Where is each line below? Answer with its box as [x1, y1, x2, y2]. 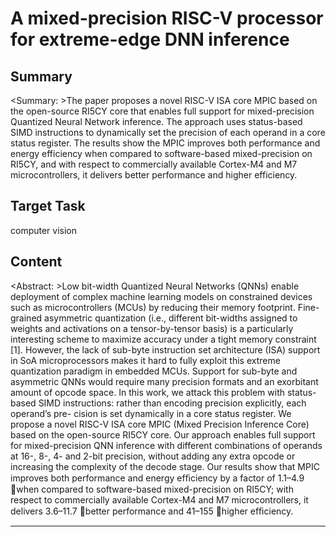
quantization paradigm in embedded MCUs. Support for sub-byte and [10, 365, 298, 377]
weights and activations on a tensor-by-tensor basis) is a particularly [10, 322, 294, 334]
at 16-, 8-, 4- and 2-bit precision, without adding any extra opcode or [10, 450, 296, 462]
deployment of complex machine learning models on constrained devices [10, 290, 313, 302]
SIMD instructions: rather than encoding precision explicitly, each [38, 397, 307, 409]
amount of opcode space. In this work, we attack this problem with [10, 386, 285, 398]
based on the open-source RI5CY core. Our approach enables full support [10, 428, 316, 441]
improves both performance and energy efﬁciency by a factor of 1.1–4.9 [10, 472, 305, 484]
